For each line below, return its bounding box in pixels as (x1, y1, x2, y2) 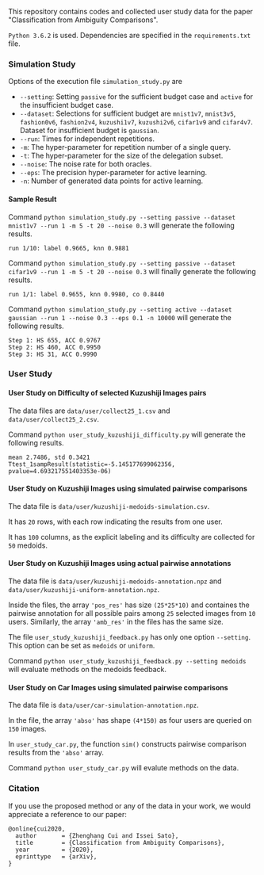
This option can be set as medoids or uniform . (8, 641, 155, 651)
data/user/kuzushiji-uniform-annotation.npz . (8, 585, 160, 594)
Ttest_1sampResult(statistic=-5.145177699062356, (8, 460, 176, 468)
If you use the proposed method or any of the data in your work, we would (8, 800, 251, 811)
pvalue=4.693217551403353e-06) (8, 467, 112, 475)
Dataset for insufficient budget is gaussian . (19, 126, 160, 136)
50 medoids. (8, 541, 48, 550)
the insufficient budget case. (19, 101, 113, 110)
